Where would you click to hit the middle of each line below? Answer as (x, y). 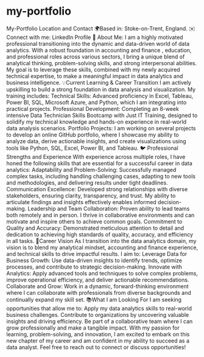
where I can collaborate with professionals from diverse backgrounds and (99, 292)
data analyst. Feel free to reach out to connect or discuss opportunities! (96, 347)
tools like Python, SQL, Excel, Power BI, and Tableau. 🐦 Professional (92, 148)
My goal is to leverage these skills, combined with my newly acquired (93, 69)
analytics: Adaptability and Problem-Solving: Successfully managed (91, 169)
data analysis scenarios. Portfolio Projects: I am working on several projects (101, 128)
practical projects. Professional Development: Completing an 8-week (93, 108)
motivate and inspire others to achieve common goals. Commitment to (94, 221)
